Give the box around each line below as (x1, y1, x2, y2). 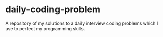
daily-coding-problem (5, 4, 101, 15)
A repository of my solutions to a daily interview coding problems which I (5, 20, 158, 26)
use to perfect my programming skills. (5, 25, 85, 31)
